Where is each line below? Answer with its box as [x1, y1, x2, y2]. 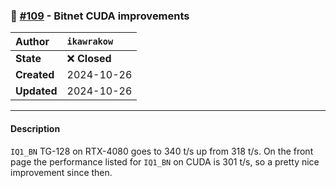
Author [15, 35, 50, 49]
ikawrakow [66, 36, 114, 48]
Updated [15, 84, 58, 98]
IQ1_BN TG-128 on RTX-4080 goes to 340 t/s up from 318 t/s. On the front [10, 145, 314, 157]
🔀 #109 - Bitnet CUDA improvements [10, 9, 190, 23]
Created [15, 68, 55, 82]
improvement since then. [10, 166, 113, 178]
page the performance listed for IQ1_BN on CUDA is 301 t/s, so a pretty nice [10, 155, 320, 168]
